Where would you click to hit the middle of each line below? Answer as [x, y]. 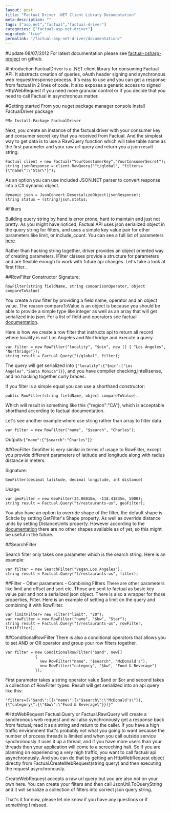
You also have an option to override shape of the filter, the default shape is [84, 512]
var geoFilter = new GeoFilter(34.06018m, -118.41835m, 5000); [74, 498]
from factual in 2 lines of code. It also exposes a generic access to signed [83, 85]
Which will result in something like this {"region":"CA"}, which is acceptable [85, 405]
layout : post [19, 10]
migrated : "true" [24, 34]
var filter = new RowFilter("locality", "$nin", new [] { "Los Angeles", [86, 347]
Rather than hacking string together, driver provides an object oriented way [84, 250]
